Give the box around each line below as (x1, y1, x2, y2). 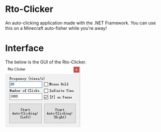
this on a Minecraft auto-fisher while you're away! (5, 25, 107, 31)
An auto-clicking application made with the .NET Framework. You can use (5, 20, 156, 26)
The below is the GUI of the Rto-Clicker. (5, 59, 87, 65)
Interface (5, 43, 44, 54)
